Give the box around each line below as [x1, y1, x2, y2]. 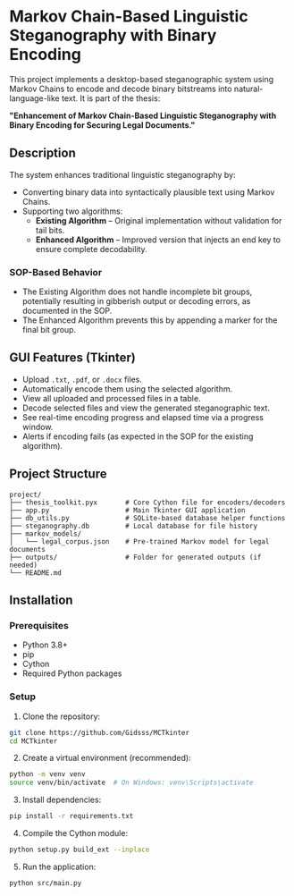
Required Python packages [21, 668, 122, 679]
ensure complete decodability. [35, 243, 147, 254]
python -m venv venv [9, 770, 87, 779]
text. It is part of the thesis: [61, 92, 161, 104]
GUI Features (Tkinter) [9, 351, 137, 366]
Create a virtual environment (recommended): [21, 753, 191, 764]
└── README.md [9, 568, 63, 578]
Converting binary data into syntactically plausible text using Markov [21, 186, 275, 198]
